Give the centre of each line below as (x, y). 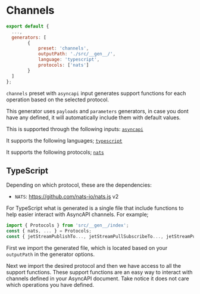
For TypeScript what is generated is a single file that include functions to (95, 208)
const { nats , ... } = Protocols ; (49, 231)
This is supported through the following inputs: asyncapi (75, 129)
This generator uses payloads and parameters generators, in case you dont (97, 111)
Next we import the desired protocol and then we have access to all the (94, 266)
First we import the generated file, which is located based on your (87, 248)
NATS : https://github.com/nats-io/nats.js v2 (67, 197)
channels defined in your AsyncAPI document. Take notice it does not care (98, 278)
